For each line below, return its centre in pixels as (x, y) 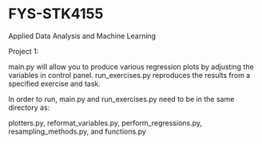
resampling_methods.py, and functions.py (77, 131)
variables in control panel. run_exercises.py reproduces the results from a (129, 75)
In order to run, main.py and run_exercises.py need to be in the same (121, 99)
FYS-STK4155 (56, 14)
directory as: (29, 107)
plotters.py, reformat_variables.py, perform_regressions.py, (105, 123)
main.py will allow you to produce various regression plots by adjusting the (131, 66)
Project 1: (24, 51)
